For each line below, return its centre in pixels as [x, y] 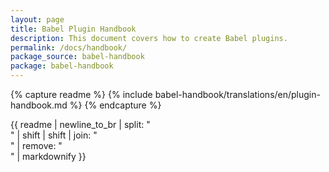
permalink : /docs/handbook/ [69, 47]
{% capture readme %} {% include [81, 94]
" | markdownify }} [48, 156]
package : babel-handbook [62, 66]
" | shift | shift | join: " [54, 135]
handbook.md [39, 105]
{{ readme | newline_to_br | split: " [80, 124]
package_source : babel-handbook [77, 57]
